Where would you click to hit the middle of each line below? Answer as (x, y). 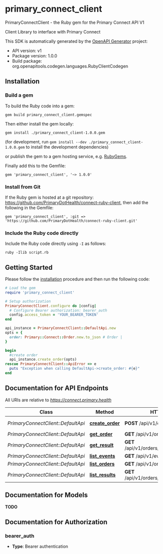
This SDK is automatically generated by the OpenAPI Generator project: (76, 41)
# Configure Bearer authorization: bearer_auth (58, 310)
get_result (102, 445)
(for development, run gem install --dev (46, 141)
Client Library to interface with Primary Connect (53, 32)
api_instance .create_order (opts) (43, 360)
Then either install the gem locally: (40, 124)
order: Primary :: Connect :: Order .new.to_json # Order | (66, 337)
